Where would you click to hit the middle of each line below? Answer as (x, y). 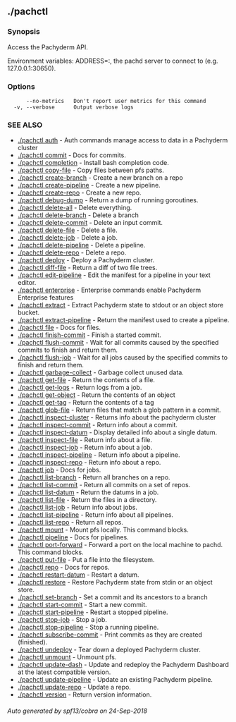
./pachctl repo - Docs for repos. (63, 568)
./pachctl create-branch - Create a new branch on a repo (100, 178)
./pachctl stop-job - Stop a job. (62, 620)
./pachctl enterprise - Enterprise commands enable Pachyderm (109, 290)
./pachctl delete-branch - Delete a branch (78, 215)
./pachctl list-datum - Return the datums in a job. (88, 492)
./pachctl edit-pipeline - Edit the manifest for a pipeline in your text (114, 275)
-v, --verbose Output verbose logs (74, 107)
